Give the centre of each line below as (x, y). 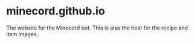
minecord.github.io (56, 11)
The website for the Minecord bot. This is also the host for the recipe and (97, 28)
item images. (22, 34)
